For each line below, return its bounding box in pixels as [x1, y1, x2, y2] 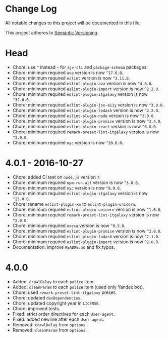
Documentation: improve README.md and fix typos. [12, 244, 115, 250]
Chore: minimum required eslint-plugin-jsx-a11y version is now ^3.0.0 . [12, 102, 164, 108]
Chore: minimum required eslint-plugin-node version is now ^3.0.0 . [12, 112, 155, 119]
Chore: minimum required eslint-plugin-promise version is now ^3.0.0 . [12, 228, 162, 234]
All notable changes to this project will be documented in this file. [5, 20, 141, 26]
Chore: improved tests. [12, 305, 61, 312]
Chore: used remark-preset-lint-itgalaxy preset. [12, 289, 117, 295]
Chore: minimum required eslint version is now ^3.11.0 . [12, 74, 130, 81]
